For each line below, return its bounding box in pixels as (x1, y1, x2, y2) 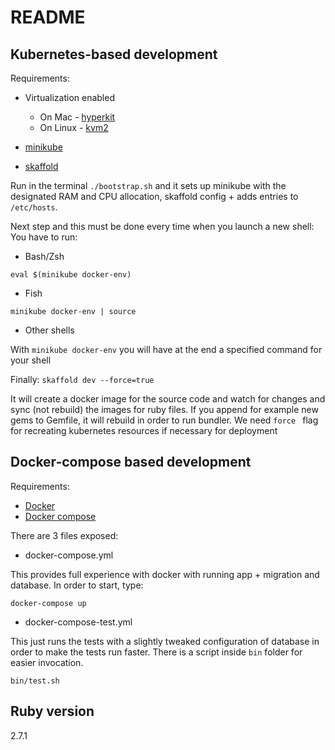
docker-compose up (10, 598, 87, 608)
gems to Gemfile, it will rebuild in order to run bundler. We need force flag (10, 414, 319, 426)
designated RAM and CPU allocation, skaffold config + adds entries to (10, 191, 299, 202)
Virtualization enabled (24, 92, 115, 103)
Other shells (24, 324, 75, 336)
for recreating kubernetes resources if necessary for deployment (10, 425, 278, 436)
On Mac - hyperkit (39, 111, 116, 123)
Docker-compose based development (10, 454, 252, 471)
